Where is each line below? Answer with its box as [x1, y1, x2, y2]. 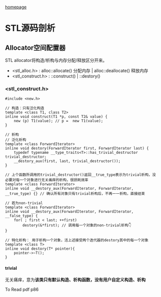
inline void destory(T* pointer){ [5, 246, 75, 251]
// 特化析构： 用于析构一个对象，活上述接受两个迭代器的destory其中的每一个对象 [5, 238, 149, 243]
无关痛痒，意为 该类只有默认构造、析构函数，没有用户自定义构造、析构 [5, 277, 146, 282]
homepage [5, 4, 27, 10]
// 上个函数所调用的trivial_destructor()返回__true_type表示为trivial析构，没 [5, 172, 156, 177]
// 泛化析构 [5, 137, 27, 143]
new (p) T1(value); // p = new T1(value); [14, 119, 104, 124]
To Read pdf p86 [5, 286, 39, 292]
